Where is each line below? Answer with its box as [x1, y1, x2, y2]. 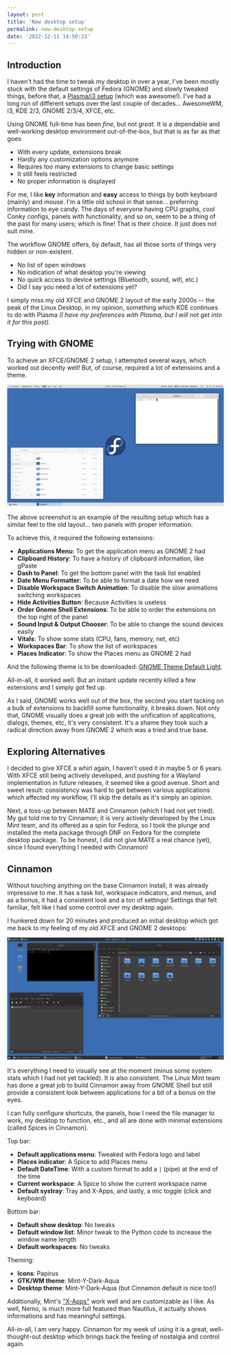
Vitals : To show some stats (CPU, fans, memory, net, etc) [16, 635, 180, 643]
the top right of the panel [16, 613, 88, 621]
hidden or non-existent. [7, 247, 74, 256]
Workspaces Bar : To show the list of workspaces [16, 642, 157, 650]
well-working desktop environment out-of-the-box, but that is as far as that [7, 127, 220, 135]
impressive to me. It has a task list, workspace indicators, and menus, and [7, 889, 217, 896]
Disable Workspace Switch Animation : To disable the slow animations [16, 584, 218, 592]
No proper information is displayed [16, 177, 115, 186]
